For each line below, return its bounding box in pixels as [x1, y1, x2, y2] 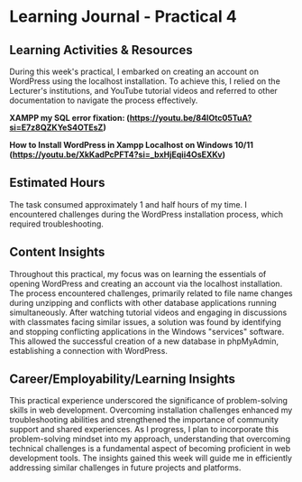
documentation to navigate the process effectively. [9, 95, 198, 106]
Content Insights [9, 245, 105, 260]
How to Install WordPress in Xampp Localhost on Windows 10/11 [9, 140, 254, 150]
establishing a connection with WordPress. [9, 345, 169, 356]
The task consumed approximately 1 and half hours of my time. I [9, 199, 248, 209]
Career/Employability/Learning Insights [9, 372, 236, 387]
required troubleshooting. [9, 218, 104, 229]
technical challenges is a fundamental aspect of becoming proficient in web [9, 443, 291, 454]
